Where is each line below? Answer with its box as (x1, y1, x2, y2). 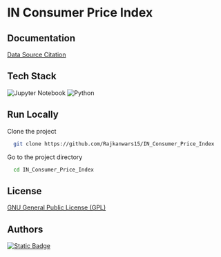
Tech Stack (7, 70, 57, 82)
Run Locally (7, 109, 59, 121)
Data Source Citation (7, 50, 66, 59)
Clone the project (7, 127, 57, 135)
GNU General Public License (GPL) (7, 203, 106, 212)
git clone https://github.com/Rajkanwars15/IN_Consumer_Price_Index (13, 140, 215, 147)
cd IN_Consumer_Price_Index (13, 166, 95, 173)
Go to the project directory (7, 153, 83, 161)
